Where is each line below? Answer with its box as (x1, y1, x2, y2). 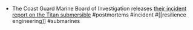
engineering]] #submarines (11, 18, 80, 24)
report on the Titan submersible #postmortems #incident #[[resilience (11, 11, 186, 18)
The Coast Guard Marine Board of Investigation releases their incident (11, 5, 187, 12)
